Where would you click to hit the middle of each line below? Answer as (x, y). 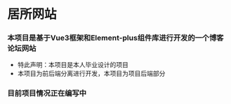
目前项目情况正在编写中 (47, 94)
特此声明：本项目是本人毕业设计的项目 (73, 65)
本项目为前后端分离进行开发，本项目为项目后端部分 (91, 73)
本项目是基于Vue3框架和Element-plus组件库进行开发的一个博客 (115, 38)
